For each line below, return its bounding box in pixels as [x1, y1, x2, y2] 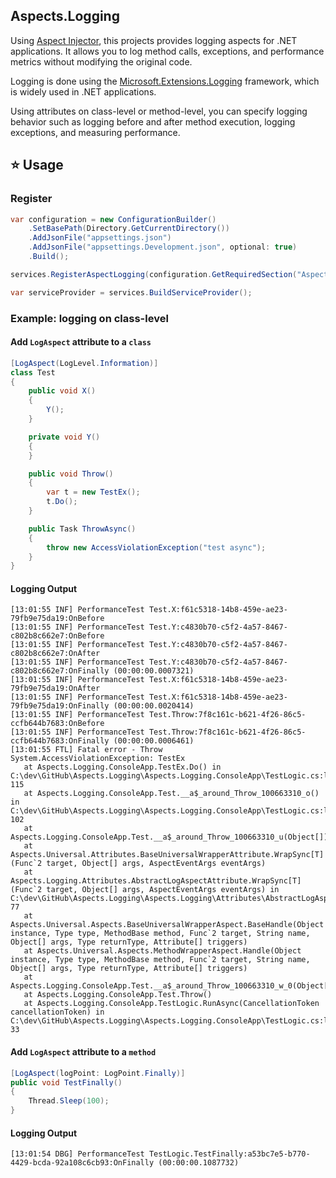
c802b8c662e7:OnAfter [10, 649, 101, 659]
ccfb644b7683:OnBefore [10, 719, 105, 729]
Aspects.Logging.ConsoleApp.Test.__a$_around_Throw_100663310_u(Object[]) [10, 832, 329, 843]
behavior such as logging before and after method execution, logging [10, 115, 296, 128]
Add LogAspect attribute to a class [10, 336, 152, 348]
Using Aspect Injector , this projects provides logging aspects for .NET [10, 34, 298, 46]
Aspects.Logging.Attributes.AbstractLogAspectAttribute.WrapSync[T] [10, 876, 302, 886]
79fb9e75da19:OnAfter [10, 684, 101, 694]
